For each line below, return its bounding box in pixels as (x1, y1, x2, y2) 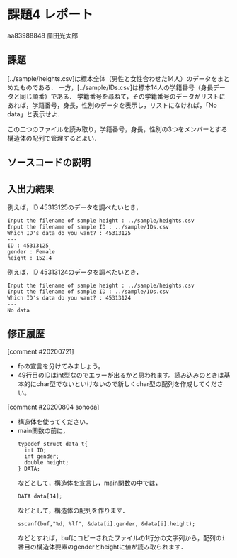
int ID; (24, 447, 47, 454)
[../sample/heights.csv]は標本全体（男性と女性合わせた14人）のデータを (7, 74, 218, 82)
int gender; (24, 452, 59, 460)
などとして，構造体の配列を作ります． (17, 505, 129, 515)
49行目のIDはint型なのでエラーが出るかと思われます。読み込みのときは (17, 371, 224, 379)
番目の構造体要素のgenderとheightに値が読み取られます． (17, 542, 187, 551)
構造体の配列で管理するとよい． (7, 133, 100, 142)
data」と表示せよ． (7, 109, 64, 118)
